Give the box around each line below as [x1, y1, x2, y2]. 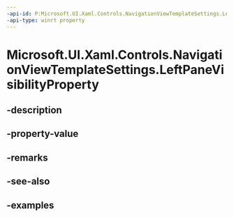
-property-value [6, 128, 79, 140]
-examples [6, 199, 54, 211]
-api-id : [6, 10, 32, 17]
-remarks [6, 152, 48, 163]
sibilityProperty [6, 76, 99, 92]
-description [6, 104, 62, 116]
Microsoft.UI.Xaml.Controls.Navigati [6, 47, 223, 63]
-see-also [6, 175, 50, 187]
